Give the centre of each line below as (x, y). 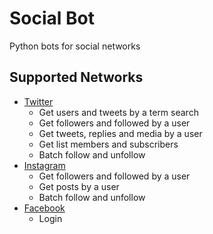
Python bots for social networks (75, 46)
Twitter (38, 101)
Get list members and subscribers (108, 144)
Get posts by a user (79, 186)
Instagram (44, 165)
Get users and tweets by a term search (118, 112)
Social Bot (52, 18)
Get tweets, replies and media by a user (120, 133)
